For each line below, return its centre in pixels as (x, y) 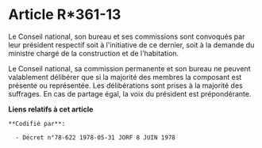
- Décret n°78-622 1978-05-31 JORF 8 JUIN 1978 (96, 137)
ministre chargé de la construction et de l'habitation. (94, 53)
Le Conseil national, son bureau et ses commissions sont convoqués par (127, 36)
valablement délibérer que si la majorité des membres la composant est (125, 77)
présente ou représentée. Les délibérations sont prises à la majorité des (126, 85)
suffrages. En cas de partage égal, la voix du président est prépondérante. (130, 93)
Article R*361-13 (65, 15)
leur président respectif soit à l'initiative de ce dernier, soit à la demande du (131, 44)
